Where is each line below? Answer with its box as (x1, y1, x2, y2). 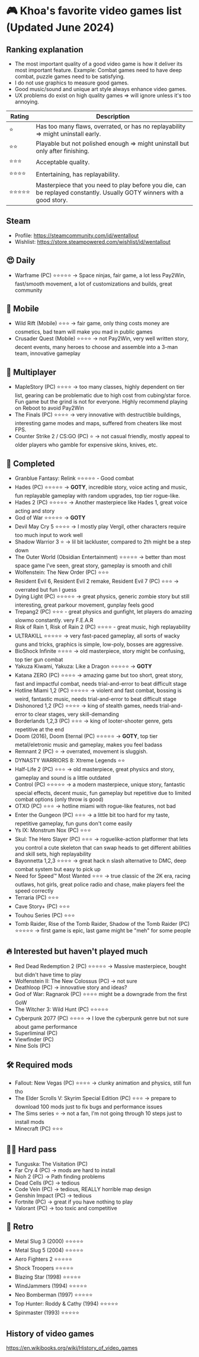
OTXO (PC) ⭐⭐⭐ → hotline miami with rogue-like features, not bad (14, 803, 176, 810)
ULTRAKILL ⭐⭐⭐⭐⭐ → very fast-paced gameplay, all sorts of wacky (14, 632, 180, 639)
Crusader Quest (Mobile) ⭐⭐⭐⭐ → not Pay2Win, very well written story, (14, 335, 189, 342)
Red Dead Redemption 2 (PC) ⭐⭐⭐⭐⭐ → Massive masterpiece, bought (14, 962, 187, 969)
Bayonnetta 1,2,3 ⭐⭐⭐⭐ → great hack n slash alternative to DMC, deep (14, 857, 187, 865)
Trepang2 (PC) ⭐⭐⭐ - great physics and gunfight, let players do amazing (14, 608, 192, 615)
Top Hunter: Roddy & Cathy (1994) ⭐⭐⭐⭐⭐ (14, 1300, 118, 1308)
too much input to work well (14, 532, 83, 539)
